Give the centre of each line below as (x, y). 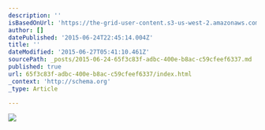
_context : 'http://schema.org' (60, 81)
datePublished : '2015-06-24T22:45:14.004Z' (81, 37)
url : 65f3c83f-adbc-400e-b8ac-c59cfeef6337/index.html (100, 74)
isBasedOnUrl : (32, 23)
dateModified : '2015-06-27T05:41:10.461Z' (79, 52)
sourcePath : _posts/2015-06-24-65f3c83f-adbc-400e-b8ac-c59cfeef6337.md (130, 60)
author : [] (26, 30)
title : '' (24, 45)
